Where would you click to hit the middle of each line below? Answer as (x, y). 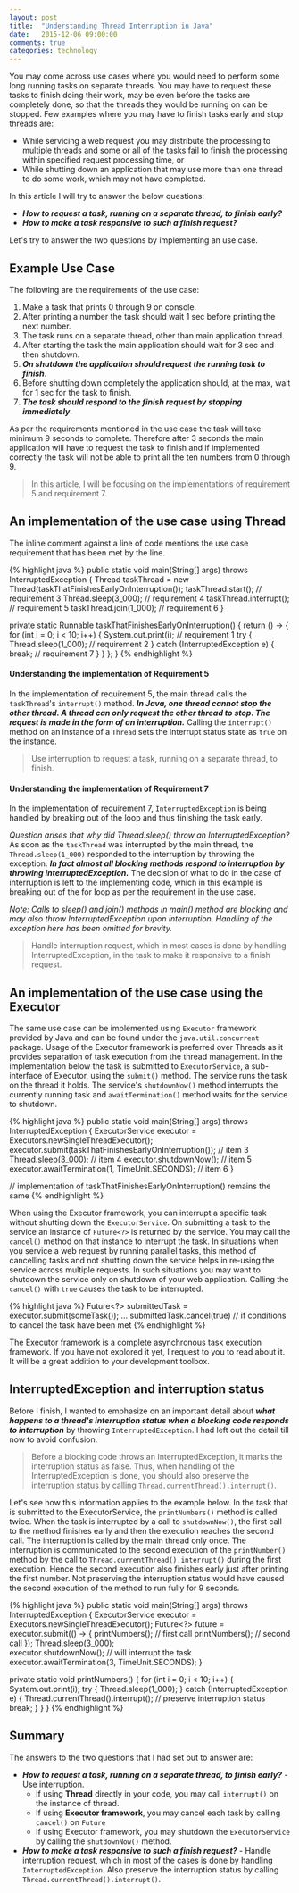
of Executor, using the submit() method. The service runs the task (166, 1075)
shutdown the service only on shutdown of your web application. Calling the (149, 1279)
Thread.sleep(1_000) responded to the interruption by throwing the (133, 855)
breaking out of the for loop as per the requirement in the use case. (133, 892)
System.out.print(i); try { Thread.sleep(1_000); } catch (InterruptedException (149, 1689)
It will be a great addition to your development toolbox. (109, 1361)
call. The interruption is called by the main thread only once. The (128, 1540)
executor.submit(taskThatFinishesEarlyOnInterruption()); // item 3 (129, 1149)
